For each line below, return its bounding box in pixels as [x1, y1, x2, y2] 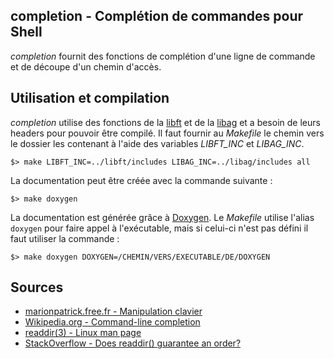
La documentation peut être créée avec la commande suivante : [10, 174, 273, 186]
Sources [10, 279, 64, 296]
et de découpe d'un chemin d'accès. [10, 60, 162, 73]
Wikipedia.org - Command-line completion [24, 316, 201, 328]
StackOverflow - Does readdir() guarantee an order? [24, 337, 242, 349]
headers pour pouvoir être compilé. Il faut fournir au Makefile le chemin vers [10, 127, 325, 139]
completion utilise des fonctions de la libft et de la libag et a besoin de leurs [10, 116, 321, 128]
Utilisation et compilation [10, 90, 170, 107]
